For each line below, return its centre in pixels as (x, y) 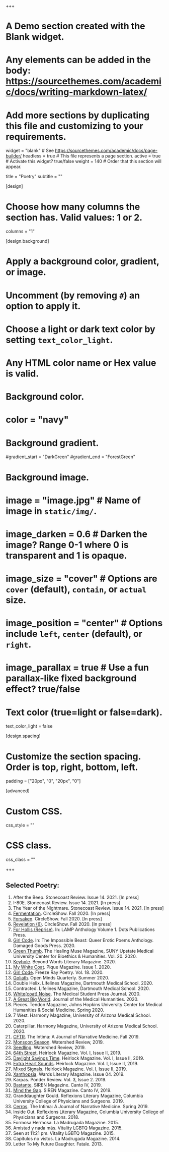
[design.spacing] (23, 736)
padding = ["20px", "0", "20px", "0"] (43, 781)
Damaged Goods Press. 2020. (44, 946)
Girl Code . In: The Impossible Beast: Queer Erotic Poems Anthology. (83, 940)
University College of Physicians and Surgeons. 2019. (68, 1101)
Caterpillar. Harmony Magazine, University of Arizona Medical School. (85, 1026)
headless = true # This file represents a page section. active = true (92, 156)
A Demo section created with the (75, 26)
